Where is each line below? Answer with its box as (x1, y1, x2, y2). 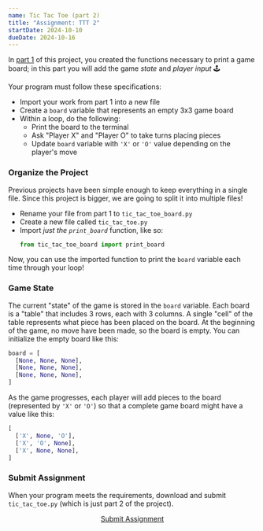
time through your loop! (8, 263, 84, 272)
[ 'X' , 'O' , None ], (15, 439, 76, 447)
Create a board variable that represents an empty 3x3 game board (19, 105, 234, 115)
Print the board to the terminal (31, 123, 129, 132)
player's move (31, 147, 77, 157)
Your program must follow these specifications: (8, 82, 161, 91)
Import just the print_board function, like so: (19, 225, 164, 234)
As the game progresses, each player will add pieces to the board (8, 393, 222, 402)
